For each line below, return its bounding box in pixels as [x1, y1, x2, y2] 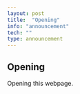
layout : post [7, 10, 45, 17]
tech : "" [7, 29, 32, 36]
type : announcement [7, 36, 63, 43]
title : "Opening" [7, 16, 60, 23]
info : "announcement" [7, 23, 70, 30]
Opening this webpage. [7, 79, 74, 87]
